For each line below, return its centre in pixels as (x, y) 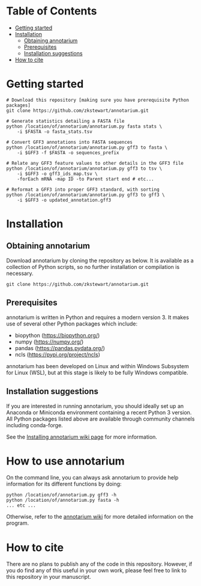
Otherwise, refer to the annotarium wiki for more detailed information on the (100, 517)
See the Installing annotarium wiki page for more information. (82, 437)
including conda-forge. (34, 425)
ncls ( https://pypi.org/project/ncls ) (57, 354)
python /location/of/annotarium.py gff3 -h (61, 495)
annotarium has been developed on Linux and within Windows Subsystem (97, 366)
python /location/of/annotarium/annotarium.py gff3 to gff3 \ (85, 195)
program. (18, 523)
